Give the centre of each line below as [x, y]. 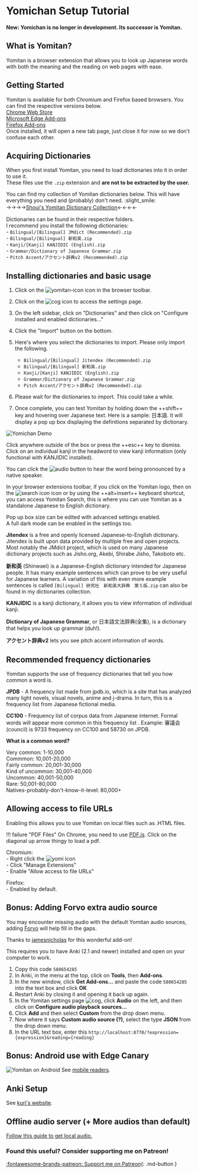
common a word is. [30, 680]
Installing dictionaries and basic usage [79, 276]
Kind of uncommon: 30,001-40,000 [49, 771]
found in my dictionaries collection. [49, 592]
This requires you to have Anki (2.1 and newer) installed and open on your [95, 951]
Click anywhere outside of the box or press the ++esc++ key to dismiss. [94, 445]
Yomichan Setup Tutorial [68, 11]
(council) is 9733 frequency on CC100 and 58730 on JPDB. [78, 729]
